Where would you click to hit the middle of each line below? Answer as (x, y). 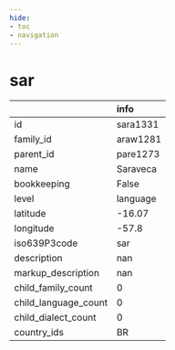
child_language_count (61, 302)
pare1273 (138, 154)
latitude (30, 214)
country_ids (39, 333)
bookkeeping (42, 184)
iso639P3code (46, 243)
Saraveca (137, 169)
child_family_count (53, 288)
